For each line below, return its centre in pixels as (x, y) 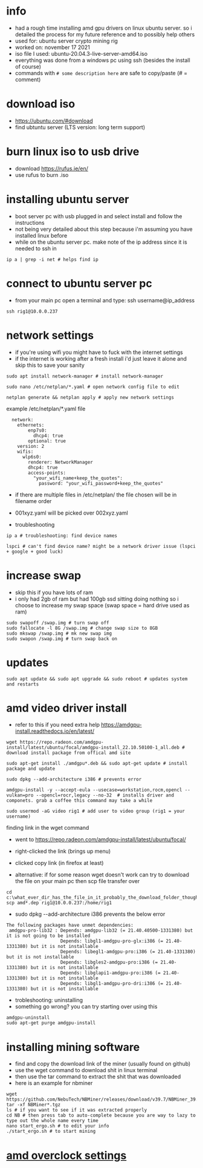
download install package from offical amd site (69, 753)
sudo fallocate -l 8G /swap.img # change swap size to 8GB (82, 628)
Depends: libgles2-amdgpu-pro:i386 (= (109, 963)
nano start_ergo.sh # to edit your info (58, 1126)
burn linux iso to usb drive (73, 152)
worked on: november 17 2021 (53, 47)
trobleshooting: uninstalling (49, 1000)
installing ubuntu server (68, 199)
